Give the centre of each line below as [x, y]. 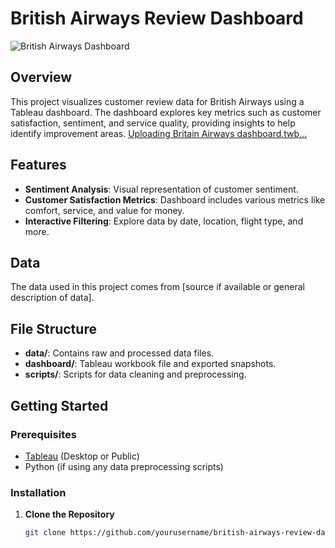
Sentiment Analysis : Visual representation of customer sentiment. [161, 189]
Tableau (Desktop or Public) [82, 456]
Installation [38, 492]
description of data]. [52, 298]
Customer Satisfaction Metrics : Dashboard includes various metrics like [175, 199]
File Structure [53, 328]
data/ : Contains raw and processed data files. [119, 353]
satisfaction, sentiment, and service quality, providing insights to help [153, 123]
